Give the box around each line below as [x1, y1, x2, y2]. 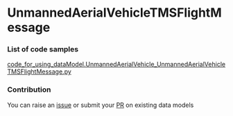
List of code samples [7, 44, 78, 54]
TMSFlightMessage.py [7, 67, 71, 76]
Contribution [7, 85, 51, 94]
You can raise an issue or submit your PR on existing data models [7, 101, 194, 109]
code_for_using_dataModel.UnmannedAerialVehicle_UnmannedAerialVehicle [7, 60, 226, 69]
